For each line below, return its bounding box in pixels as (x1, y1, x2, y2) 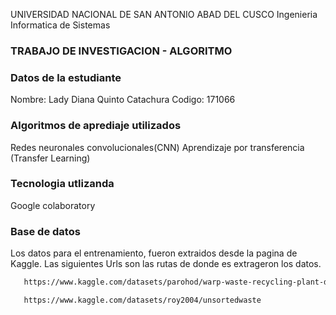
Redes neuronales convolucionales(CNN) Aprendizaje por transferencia (10, 141, 305, 153)
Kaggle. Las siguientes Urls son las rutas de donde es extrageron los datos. (10, 258, 322, 270)
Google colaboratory (10, 199, 96, 211)
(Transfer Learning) (10, 152, 91, 164)
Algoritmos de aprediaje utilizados (10, 119, 182, 133)
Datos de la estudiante (10, 70, 122, 84)
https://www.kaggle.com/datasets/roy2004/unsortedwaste (23, 295, 262, 305)
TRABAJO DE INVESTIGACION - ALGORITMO (10, 44, 233, 58)
